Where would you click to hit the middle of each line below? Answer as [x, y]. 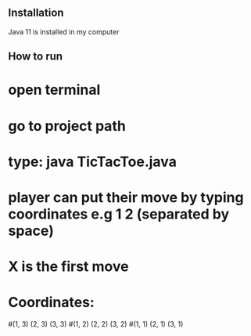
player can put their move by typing [126, 197]
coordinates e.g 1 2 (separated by [119, 214]
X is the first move [68, 267]
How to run [36, 57]
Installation [36, 13]
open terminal [54, 90]
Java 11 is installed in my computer [64, 31]
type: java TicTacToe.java [93, 162]
